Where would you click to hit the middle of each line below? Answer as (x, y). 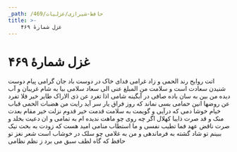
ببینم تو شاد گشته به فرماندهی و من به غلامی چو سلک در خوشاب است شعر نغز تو (115, 134)
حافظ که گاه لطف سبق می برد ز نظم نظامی (67, 141)
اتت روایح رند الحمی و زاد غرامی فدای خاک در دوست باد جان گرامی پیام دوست (111, 81)
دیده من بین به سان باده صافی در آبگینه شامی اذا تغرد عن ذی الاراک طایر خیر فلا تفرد (119, 96)
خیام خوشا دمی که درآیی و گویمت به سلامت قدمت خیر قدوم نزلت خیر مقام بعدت (115, 111)
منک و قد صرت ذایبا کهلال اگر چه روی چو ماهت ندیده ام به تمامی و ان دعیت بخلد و (116, 119)
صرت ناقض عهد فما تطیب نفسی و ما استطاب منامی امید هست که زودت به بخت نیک (119, 126)
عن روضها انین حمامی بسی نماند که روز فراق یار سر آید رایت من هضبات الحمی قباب (119, 103)
